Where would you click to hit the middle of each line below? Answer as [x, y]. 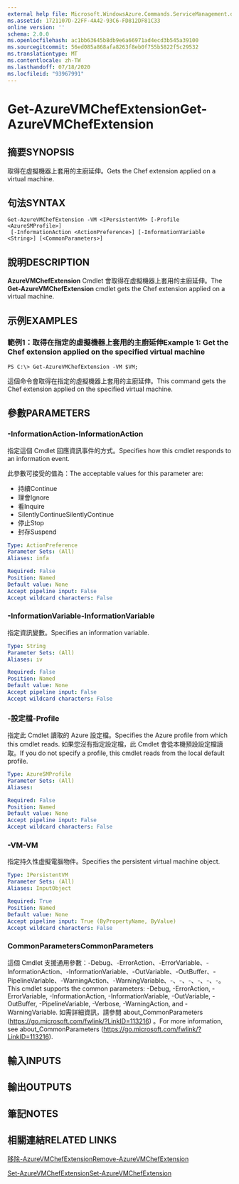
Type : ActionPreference [43, 545]
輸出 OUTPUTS [40, 1087]
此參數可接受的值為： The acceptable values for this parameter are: [106, 473]
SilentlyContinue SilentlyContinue [66, 514]
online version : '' [36, 27]
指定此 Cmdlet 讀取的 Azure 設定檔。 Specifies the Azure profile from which [118, 735]
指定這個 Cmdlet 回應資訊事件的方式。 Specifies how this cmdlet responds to [119, 450]
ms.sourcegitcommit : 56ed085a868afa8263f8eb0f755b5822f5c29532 [103, 47]
